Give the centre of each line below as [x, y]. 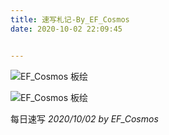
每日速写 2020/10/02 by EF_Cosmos [84, 118]
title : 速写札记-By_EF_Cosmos [70, 19]
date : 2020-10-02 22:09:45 [66, 29]
